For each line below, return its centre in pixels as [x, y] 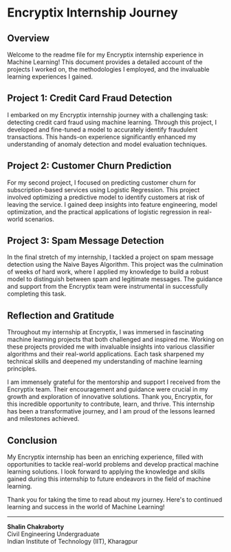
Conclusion [32, 440]
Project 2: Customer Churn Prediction [89, 166]
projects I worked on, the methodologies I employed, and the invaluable [108, 69]
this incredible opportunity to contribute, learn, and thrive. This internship [111, 404]
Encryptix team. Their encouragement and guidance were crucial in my [108, 389]
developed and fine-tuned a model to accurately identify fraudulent [102, 130]
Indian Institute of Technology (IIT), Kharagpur [73, 542]
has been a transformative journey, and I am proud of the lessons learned [111, 411]
